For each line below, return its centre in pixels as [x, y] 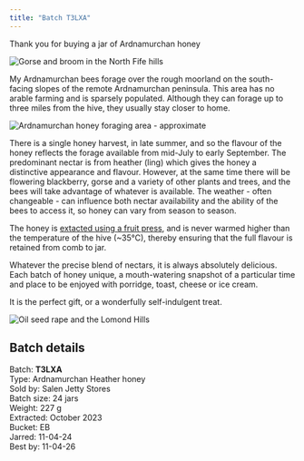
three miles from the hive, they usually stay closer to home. [120, 108]
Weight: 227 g [35, 408]
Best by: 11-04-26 [43, 446]
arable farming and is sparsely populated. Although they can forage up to [147, 98]
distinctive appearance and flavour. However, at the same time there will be [150, 172]
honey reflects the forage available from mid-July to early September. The [148, 152]
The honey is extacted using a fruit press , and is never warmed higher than [150, 228]
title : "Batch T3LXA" [50, 18]
